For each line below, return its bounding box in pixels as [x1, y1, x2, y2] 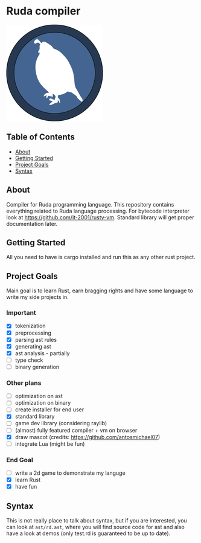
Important [6, 309, 36, 317]
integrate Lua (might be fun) [14, 440, 85, 448]
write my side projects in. [6, 294, 69, 301]
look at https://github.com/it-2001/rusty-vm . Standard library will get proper [6, 213, 194, 221]
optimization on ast [14, 393, 63, 400]
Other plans [6, 379, 42, 387]
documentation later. [6, 220, 58, 227]
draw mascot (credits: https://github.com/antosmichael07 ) [14, 433, 161, 440]
